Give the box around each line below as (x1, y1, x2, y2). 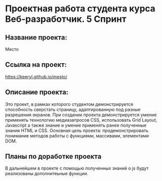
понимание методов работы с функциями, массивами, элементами (5, 133, 149, 138)
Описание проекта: (5, 88, 68, 96)
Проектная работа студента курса (5, 3, 156, 14)
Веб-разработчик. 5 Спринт (5, 13, 127, 25)
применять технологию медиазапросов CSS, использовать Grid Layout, (5, 117, 158, 123)
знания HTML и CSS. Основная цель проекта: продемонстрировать (5, 127, 149, 134)
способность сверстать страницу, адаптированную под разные (5, 106, 141, 112)
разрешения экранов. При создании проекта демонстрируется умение (5, 112, 157, 118)
